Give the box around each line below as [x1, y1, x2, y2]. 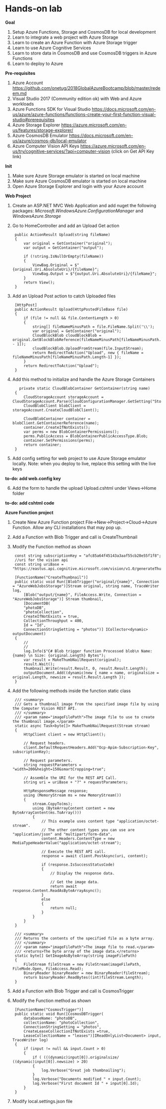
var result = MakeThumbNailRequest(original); [23, 657, 121, 662]
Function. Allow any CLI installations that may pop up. [12, 524, 122, 530]
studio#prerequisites [12, 117, 55, 122]
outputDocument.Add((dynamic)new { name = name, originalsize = [23, 670, 160, 675]
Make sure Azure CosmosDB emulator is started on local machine [12, 178, 147, 184]
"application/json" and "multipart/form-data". [12, 831, 112, 837]
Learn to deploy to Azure [12, 60, 63, 66]
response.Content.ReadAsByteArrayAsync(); [12, 888, 102, 893]
